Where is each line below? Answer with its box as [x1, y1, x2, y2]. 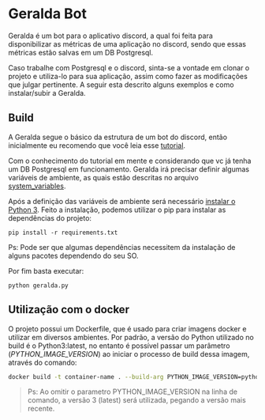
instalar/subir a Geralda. [8, 88, 86, 97]
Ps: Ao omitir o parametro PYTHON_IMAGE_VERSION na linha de [27, 387, 238, 396]
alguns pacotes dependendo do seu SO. [8, 251, 140, 260]
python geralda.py [8, 282, 69, 289]
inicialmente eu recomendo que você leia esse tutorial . [8, 140, 186, 150]
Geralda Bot [8, 5, 88, 23]
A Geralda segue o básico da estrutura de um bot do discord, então [8, 132, 227, 142]
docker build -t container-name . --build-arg [8, 373, 164, 380]
